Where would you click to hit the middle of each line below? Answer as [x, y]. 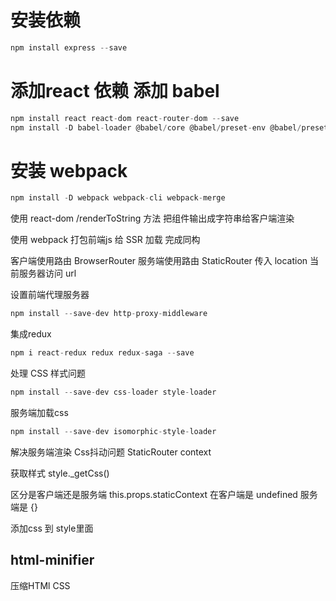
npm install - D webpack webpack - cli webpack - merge [118, 198]
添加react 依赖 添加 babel [115, 91]
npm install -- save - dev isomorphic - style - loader [113, 431]
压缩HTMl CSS [40, 585]
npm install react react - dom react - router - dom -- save [125, 118]
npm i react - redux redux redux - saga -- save [102, 353]
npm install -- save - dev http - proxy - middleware [109, 314]
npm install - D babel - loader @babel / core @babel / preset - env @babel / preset [169, 127]
